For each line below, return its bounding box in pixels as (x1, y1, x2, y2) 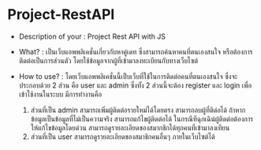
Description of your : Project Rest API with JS (18, 32, 166, 41)
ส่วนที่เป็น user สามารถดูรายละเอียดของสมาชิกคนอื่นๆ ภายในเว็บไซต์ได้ (30, 132, 215, 141)
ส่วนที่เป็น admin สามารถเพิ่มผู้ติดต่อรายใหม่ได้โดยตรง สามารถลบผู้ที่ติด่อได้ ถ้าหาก (30, 105, 246, 114)
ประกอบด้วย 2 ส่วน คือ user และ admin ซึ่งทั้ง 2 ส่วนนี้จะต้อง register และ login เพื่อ (18, 81, 252, 90)
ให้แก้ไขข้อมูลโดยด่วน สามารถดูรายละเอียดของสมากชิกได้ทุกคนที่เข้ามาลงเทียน (30, 122, 230, 132)
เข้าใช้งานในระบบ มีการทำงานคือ (18, 89, 103, 99)
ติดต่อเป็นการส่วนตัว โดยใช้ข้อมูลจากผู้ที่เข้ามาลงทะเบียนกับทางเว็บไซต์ (18, 55, 199, 65)
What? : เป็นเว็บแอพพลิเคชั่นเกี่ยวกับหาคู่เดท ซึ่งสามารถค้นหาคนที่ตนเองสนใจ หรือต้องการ (18, 47, 253, 56)
